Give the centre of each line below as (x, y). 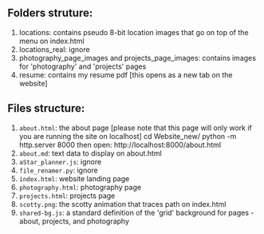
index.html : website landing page (74, 178)
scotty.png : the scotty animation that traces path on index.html (122, 204)
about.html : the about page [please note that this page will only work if (135, 128)
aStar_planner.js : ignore (60, 161)
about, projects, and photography (74, 221)
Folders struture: (50, 13)
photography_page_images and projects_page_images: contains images (138, 58)
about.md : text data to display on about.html (91, 153)
